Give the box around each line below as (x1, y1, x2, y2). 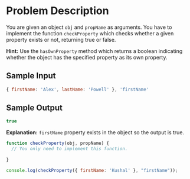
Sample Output (6, 103, 63, 113)
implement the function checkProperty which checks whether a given (6, 29, 174, 37)
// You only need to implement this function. (11, 146, 128, 152)
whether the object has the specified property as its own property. (6, 54, 168, 61)
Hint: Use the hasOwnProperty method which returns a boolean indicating (6, 47, 183, 54)
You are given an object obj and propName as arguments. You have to (6, 24, 172, 31)
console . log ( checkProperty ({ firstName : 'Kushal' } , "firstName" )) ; (6, 167, 178, 173)
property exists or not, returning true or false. (6, 36, 116, 43)
